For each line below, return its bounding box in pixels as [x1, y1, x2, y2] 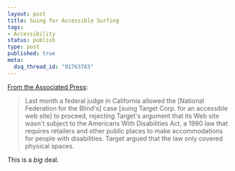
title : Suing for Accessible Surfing [7, 17, 120, 24]
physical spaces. [24, 141, 75, 150]
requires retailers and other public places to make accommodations [24, 126, 223, 135]
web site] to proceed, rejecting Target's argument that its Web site [24, 111, 219, 120]
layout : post [7, 10, 46, 18]
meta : [7, 57, 23, 64]
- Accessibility [7, 30, 56, 38]
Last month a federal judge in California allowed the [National [24, 96, 204, 105]
